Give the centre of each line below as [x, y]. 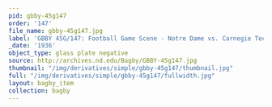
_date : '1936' [32, 46]
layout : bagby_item [41, 83]
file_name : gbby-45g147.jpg [56, 31]
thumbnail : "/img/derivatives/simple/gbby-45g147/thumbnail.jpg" [121, 68]
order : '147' [30, 23]
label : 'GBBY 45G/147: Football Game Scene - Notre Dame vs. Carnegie [130, 38]
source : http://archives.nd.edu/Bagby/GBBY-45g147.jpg [103, 61]
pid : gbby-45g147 [38, 16]
